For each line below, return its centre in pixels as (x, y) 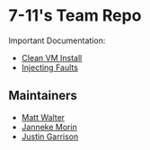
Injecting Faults (49, 67)
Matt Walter (43, 117)
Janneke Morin (49, 127)
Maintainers (43, 96)
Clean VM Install (52, 57)
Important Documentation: (57, 40)
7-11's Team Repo (75, 16)
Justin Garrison (50, 137)
